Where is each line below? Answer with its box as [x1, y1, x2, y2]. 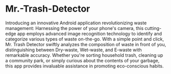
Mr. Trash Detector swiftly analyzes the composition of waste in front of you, [5, 41, 166, 47]
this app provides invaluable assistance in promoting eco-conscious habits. [5, 63, 164, 69]
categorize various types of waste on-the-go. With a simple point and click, [5, 36, 164, 42]
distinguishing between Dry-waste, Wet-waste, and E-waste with [5, 47, 142, 53]
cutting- [144, 25, 162, 31]
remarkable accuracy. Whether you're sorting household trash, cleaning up [5, 52, 163, 58]
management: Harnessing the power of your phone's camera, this [5, 25, 144, 31]
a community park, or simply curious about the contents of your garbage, [5, 57, 160, 63]
